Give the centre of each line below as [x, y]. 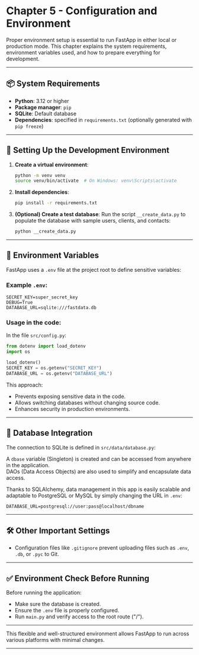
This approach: [25, 385]
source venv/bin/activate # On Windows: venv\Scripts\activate [96, 181]
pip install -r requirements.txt [56, 203]
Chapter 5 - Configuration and [82, 11]
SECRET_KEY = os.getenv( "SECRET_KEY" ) [54, 368]
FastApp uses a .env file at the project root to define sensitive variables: [94, 269]
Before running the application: [44, 593]
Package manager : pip [43, 107]
